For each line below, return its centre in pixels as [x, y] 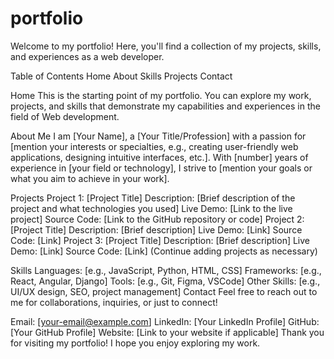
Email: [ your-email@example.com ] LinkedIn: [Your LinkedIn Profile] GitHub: [165, 321]
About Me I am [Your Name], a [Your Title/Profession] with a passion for [158, 136]
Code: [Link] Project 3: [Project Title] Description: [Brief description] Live [160, 240]
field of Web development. [65, 116]
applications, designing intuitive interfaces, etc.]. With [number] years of [159, 157]
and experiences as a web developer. [87, 56]
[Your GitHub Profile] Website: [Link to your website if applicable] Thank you [167, 332]
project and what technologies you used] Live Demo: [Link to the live [151, 208]
